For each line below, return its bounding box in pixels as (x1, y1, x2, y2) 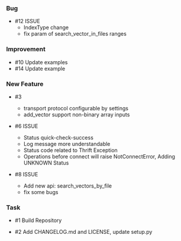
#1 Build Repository (14, 217, 62, 224)
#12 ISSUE (14, 18, 40, 25)
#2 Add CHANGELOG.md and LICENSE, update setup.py (14, 229, 153, 236)
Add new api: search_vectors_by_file (23, 182, 112, 189)
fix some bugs (23, 188, 59, 195)
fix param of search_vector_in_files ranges (23, 30, 127, 37)
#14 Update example (14, 65, 66, 72)
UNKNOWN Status (23, 159, 69, 166)
